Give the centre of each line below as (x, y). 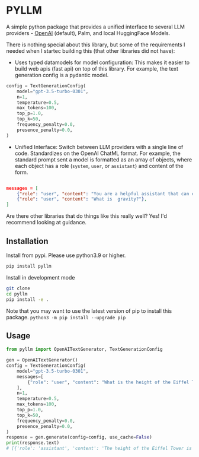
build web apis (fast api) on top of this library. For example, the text (97, 68)
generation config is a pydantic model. (62, 75)
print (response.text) (33, 443)
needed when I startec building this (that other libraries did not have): (91, 50)
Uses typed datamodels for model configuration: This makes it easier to (102, 62)
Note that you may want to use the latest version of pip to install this (89, 311)
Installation (27, 241)
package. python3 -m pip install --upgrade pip (66, 317)
